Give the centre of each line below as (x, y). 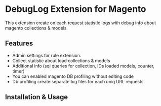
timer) (18, 71)
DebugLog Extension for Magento (76, 9)
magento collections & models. (37, 28)
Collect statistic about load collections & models (61, 61)
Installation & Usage (37, 97)
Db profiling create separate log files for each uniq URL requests (78, 81)
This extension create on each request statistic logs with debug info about (80, 23)
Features (19, 44)
